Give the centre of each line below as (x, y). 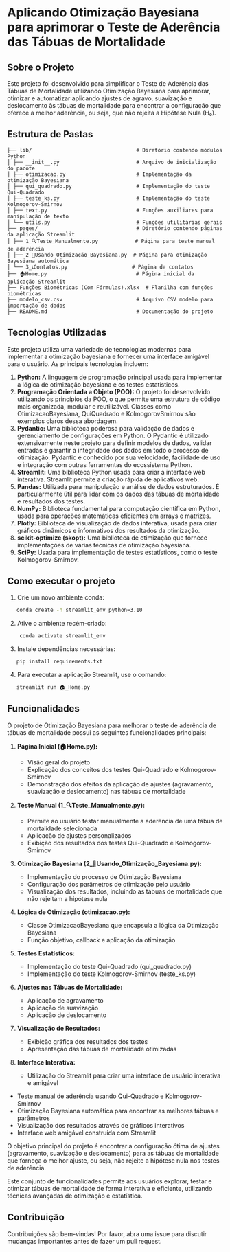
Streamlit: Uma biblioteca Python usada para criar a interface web (111, 472)
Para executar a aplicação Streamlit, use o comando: (92, 675)
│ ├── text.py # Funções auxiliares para (110, 210)
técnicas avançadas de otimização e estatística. (75, 1196)
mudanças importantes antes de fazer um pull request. (85, 1241)
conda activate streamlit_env (63, 636)
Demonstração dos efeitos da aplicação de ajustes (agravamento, (120, 784)
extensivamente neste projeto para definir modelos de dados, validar (114, 443)
